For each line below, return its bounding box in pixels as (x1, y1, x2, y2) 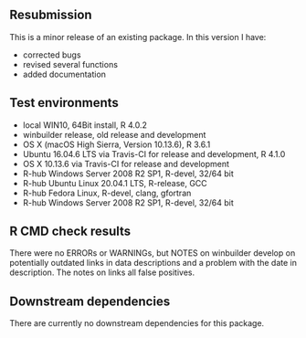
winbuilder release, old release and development (22, 129, 206, 140)
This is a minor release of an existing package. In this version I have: (9, 31, 267, 42)
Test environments (9, 95, 119, 111)
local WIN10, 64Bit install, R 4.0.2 (22, 119, 148, 131)
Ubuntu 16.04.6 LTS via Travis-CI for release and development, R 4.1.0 (22, 148, 286, 159)
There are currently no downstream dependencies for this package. (9, 318, 265, 329)
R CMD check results (9, 224, 132, 239)
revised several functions (22, 58, 119, 69)
